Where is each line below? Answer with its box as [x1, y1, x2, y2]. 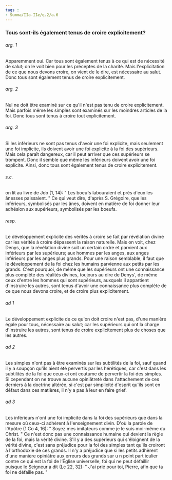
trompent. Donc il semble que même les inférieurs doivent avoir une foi [5, 157, 156, 163]
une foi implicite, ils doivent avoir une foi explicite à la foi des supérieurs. [5, 146, 159, 152]
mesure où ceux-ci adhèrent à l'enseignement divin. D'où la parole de [5, 420, 153, 426]
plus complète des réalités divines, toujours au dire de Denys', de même [5, 272, 158, 278]
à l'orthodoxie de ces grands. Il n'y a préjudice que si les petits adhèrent [5, 447, 158, 454]
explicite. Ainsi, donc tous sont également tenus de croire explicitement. [5, 162, 158, 168]
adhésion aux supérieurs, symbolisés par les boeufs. [5, 206, 117, 212]
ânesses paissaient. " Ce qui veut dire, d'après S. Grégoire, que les [5, 195, 147, 202]
